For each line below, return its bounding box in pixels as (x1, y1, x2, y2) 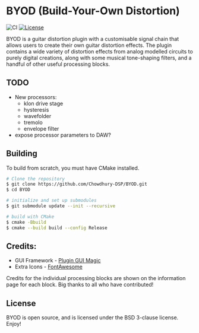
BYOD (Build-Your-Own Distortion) (6, 4, 180, 18)
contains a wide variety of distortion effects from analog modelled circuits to (6, 47, 193, 55)
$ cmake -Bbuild (6, 219, 46, 225)
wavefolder (23, 112, 52, 119)
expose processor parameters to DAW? (14, 131, 111, 138)
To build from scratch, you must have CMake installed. (6, 164, 140, 172)
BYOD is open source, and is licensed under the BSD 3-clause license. (6, 314, 179, 321)
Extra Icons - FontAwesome (14, 263, 83, 271)
